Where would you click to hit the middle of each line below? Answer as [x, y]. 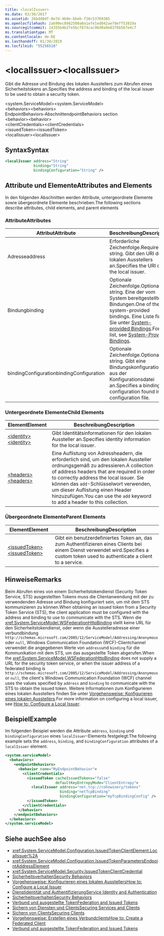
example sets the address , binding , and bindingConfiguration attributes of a [81, 741]
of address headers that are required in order [103, 472]
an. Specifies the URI [133, 266]
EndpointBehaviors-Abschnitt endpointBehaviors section [61, 114]
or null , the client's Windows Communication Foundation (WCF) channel [78, 678]
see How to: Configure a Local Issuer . [43, 704]
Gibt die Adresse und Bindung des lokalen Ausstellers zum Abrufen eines [79, 84]
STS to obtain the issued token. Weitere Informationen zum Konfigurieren [79, 688]
